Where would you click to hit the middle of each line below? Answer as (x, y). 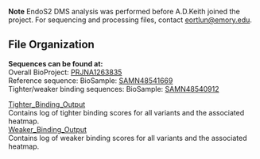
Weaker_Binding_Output (48, 129)
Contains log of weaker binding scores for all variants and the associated (128, 138)
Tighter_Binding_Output (47, 104)
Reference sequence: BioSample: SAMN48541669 (91, 80)
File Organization (52, 45)
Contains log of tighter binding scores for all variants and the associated (126, 112)
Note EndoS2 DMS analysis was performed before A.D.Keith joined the (124, 11)
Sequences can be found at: (56, 63)
